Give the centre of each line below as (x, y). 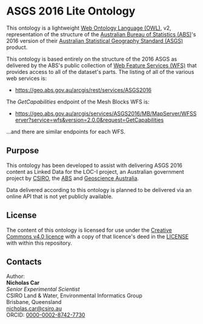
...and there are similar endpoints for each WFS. (66, 131)
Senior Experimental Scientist (43, 289)
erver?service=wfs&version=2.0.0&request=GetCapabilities (89, 120)
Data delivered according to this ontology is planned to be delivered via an (99, 190)
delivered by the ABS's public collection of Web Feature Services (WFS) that (101, 65)
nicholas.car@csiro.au (34, 309)
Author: (16, 276)
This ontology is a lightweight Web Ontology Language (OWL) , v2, (89, 28)
